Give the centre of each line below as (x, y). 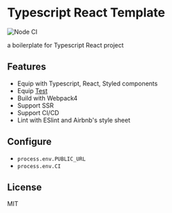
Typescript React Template (86, 13)
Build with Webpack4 (47, 98)
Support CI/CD (38, 112)
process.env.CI (39, 166)
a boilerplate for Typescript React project (66, 45)
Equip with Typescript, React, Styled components (87, 83)
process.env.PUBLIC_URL (51, 159)
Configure (29, 142)
